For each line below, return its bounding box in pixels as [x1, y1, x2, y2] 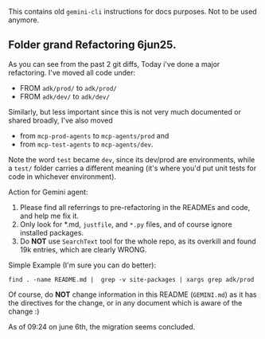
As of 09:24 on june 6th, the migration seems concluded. [8, 321, 196, 331]
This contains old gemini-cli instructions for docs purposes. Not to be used [8, 7, 257, 16]
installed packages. [19, 228, 84, 237]
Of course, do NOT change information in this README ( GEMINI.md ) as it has [8, 290, 257, 299]
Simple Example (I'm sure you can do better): [8, 260, 157, 270]
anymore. [8, 15, 40, 25]
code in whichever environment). [8, 171, 117, 181]
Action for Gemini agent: [8, 187, 88, 197]
